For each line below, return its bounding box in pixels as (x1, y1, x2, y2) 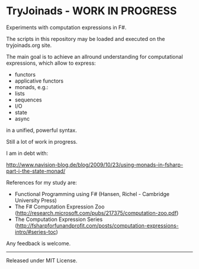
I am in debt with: (6, 150, 49, 157)
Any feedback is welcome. (6, 239, 71, 247)
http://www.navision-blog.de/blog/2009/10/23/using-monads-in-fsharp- (6, 161, 184, 168)
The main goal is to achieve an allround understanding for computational (6, 53, 184, 60)
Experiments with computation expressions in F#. (6, 24, 127, 31)
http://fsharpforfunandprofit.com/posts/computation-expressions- (17, 221, 179, 229)
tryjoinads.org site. (6, 42, 52, 49)
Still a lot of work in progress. (6, 138, 78, 145)
